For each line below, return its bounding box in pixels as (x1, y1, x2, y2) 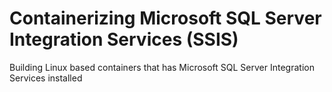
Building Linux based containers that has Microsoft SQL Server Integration (9, 61, 315, 73)
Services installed (9, 72, 83, 84)
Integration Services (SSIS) (9, 28, 239, 51)
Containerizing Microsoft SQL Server (9, 7, 322, 30)
